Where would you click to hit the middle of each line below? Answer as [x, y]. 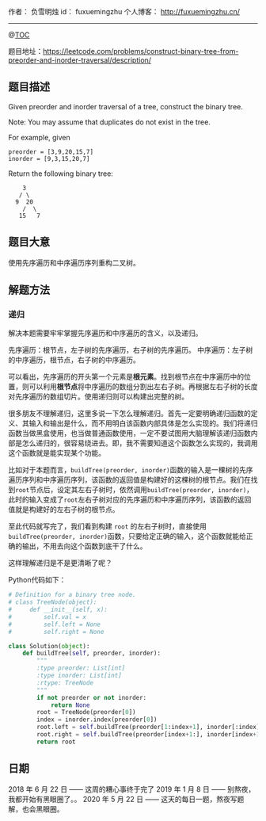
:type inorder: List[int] [80, 676]
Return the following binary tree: [61, 174]
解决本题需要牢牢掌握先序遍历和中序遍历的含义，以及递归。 [105, 333]
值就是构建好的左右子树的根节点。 [64, 510]
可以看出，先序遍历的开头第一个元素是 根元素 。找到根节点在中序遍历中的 [126, 377]
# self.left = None [55, 624]
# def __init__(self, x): [58, 610]
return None [70, 705]
